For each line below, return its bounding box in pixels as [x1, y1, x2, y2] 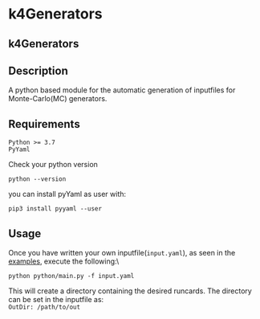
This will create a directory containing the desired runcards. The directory [8, 286, 253, 296]
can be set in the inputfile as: [8, 295, 104, 305]
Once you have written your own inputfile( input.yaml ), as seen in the [8, 248, 236, 258]
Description [8, 63, 68, 77]
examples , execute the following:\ [8, 256, 120, 266]
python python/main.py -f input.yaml [8, 272, 135, 280]
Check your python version [8, 160, 99, 170]
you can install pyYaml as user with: [8, 190, 127, 199]
